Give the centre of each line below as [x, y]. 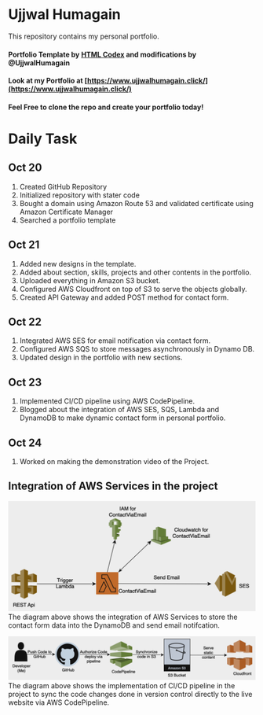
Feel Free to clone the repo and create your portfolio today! [106, 107]
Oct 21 [24, 245]
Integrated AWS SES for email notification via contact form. [115, 341]
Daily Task [43, 138]
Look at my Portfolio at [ [48, 81]
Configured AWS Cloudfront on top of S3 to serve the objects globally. [133, 289]
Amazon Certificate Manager [66, 212]
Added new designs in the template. [78, 264]
